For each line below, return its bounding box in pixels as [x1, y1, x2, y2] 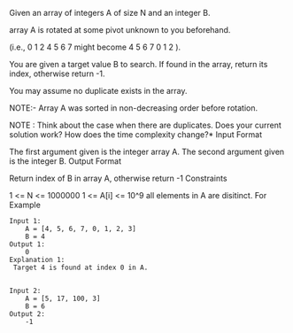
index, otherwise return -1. [9, 68, 105, 79]
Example [9, 199, 42, 210]
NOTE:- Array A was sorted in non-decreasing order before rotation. [9, 103, 258, 113]
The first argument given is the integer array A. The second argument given [9, 146, 285, 157]
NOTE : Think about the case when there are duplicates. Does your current [9, 120, 281, 130]
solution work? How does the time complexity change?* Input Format [9, 129, 263, 140]
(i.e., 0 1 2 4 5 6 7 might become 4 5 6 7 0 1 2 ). [9, 42, 181, 52]
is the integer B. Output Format [9, 156, 122, 166]
